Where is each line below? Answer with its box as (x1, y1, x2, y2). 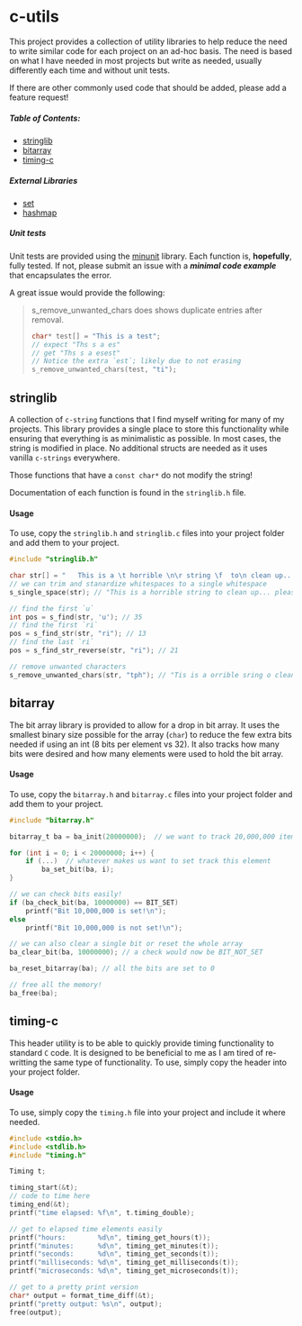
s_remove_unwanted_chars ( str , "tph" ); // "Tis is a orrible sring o (9, 670, 271, 679)
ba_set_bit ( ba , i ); (41, 865, 115, 875)
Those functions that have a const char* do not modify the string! (9, 470, 253, 481)
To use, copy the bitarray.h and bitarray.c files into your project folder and (9, 788, 293, 799)
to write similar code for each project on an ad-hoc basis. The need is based (9, 45, 293, 56)
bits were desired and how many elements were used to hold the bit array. (9, 748, 284, 758)
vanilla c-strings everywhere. (9, 452, 120, 463)
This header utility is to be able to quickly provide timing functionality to (9, 1038, 274, 1049)
